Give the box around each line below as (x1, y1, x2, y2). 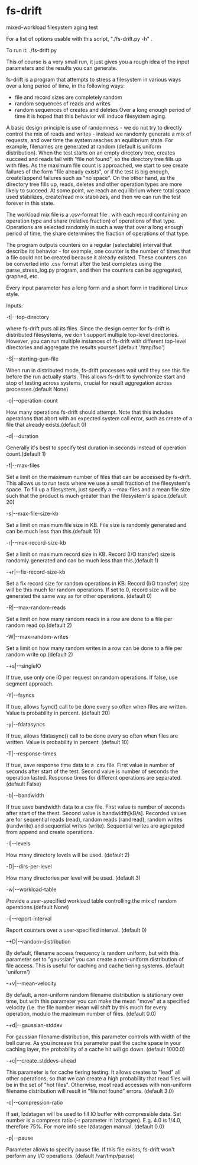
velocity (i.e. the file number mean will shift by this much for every (6, 1003, 167, 1010)
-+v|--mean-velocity (6, 980, 57, 987)
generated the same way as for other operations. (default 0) (6, 592, 152, 599)
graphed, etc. (6, 272, 39, 279)
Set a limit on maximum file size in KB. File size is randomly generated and (6, 521, 187, 528)
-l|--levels (6, 839, 31, 847)
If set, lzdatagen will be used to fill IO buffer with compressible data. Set (6, 1110, 181, 1117)
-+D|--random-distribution (6, 938, 71, 945)
